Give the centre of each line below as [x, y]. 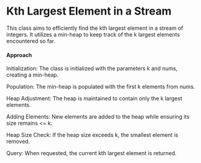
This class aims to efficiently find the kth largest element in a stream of [95, 28]
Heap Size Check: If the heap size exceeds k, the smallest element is [92, 135]
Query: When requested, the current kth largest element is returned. [92, 153]
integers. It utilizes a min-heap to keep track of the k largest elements [93, 34]
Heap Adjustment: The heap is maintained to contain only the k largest [94, 99]
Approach [19, 55]
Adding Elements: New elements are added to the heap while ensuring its [98, 117]
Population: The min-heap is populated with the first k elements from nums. [101, 87]
